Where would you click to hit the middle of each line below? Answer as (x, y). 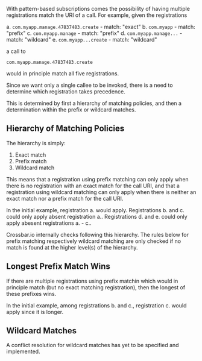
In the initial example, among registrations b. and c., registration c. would (96, 305)
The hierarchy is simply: (36, 143)
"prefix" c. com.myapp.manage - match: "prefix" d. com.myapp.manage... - (94, 33)
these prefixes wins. (31, 294)
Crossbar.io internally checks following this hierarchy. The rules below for (97, 234)
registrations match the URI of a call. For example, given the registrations (97, 15)
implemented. (23, 351)
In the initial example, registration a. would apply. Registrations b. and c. (96, 210)
